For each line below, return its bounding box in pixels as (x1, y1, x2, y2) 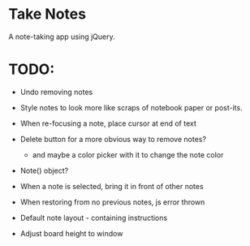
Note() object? (19, 166, 69, 175)
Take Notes (8, 5, 87, 24)
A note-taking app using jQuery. (8, 32, 115, 41)
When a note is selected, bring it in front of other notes (19, 181, 205, 191)
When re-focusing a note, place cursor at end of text (19, 119, 197, 128)
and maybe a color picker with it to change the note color (32, 149, 224, 159)
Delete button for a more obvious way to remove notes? (19, 134, 207, 144)
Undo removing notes (19, 87, 93, 97)
